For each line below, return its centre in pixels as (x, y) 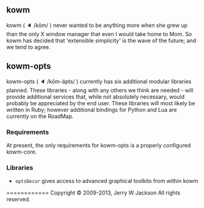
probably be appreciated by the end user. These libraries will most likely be (101, 103)
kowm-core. (22, 152)
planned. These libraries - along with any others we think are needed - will (100, 90)
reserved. (18, 199)
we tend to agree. (28, 47)
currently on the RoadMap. (40, 116)
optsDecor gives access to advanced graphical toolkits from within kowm (107, 181)
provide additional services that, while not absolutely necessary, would (96, 97)
